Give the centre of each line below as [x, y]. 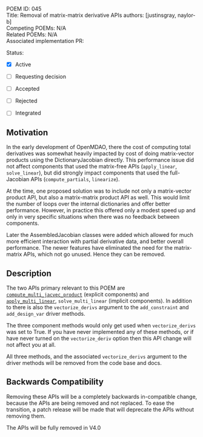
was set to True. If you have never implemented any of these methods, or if [100, 332]
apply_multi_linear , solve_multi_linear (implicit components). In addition [99, 301]
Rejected [26, 101]
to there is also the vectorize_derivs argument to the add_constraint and [98, 307]
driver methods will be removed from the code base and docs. [84, 362]
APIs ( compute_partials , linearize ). [75, 179]
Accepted [27, 89]
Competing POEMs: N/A [36, 28]
